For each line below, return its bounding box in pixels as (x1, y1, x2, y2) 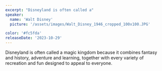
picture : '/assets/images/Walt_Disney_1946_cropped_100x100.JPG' (10, 21, 151, 27)
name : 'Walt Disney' (10, 17, 53, 22)
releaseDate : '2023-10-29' (5, 35, 62, 41)
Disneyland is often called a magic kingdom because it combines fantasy (5, 49, 157, 55)
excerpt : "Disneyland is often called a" (5, 7, 94, 13)
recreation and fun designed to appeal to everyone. (5, 60, 112, 66)
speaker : (5, 12, 24, 17)
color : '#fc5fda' (5, 31, 42, 36)
